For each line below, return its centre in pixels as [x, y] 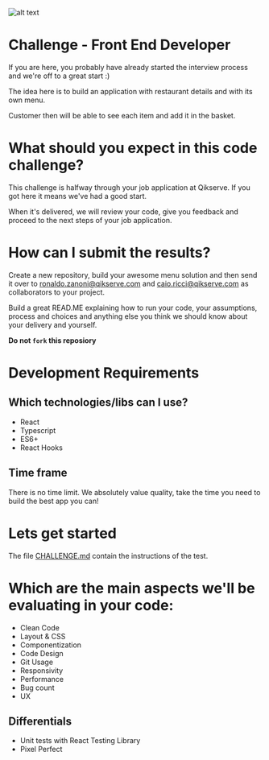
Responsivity [41, 670]
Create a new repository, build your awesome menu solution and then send [133, 275]
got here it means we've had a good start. [78, 196]
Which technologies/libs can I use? [98, 403]
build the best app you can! [54, 501]
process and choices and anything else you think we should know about [128, 316]
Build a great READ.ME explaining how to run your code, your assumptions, [133, 308]
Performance [42, 679]
